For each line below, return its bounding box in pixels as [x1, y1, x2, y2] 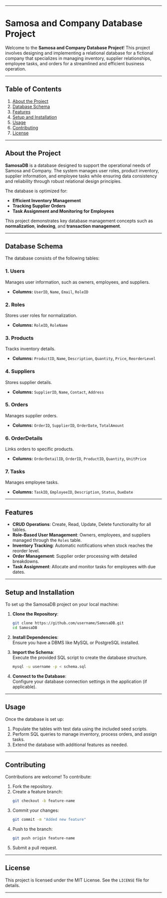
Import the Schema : [12, 649, 55, 655]
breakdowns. [12, 558, 39, 564]
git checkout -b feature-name [12, 798, 76, 803]
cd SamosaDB [12, 625, 37, 630]
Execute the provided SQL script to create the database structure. [12, 654, 148, 660]
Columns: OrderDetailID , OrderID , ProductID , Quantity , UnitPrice [12, 456, 147, 462]
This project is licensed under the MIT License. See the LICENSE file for [5, 877, 149, 883]
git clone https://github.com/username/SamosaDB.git [12, 621, 124, 626]
